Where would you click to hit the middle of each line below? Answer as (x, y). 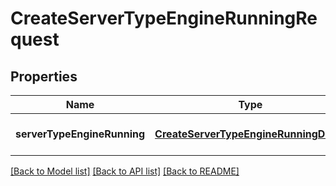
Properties (44, 76)
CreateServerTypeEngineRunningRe (164, 18)
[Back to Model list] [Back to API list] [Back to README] (125, 171)
